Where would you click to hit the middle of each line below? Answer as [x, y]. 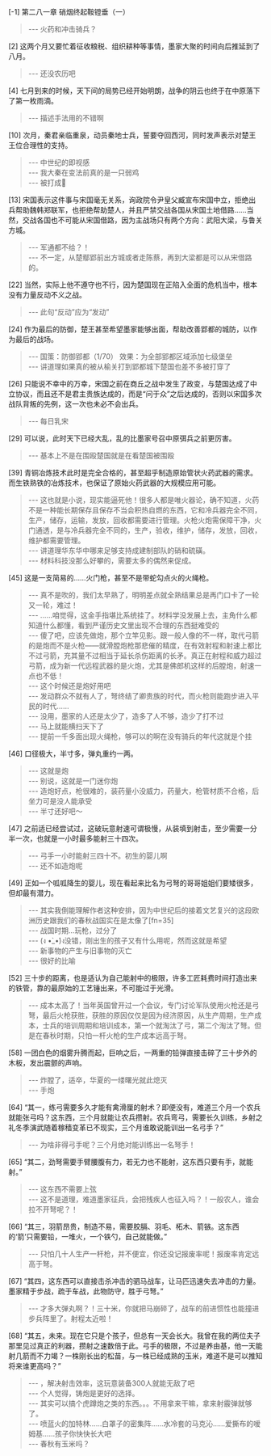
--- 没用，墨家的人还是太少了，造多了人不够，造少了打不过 [126, 716]
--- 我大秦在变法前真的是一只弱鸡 [83, 173]
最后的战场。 [36, 339]
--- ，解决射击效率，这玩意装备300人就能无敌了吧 [111, 1383]
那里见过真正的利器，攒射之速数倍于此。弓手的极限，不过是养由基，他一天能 [135, 1346]
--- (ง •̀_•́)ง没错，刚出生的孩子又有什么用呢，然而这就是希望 [127, 941]
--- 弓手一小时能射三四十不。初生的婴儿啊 [98, 856]
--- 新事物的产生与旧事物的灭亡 [80, 951]
